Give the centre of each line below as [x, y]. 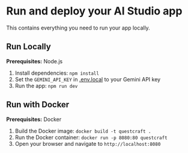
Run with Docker [38, 105]
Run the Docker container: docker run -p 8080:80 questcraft [91, 137]
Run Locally [29, 47]
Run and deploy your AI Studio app [94, 11]
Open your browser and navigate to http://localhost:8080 [88, 143]
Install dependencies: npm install [57, 73]
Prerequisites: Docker [34, 119]
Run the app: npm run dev [46, 86]
